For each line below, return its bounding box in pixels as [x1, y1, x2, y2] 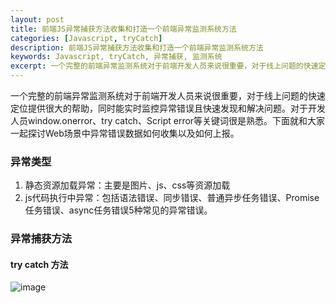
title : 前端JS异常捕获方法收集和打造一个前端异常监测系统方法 [10, 24, 237, 34]
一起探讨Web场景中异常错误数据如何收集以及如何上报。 [10, 127, 240, 139]
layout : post [10, 14, 65, 25]
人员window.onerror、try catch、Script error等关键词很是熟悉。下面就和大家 [10, 115, 326, 126]
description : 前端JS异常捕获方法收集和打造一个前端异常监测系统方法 [10, 42, 264, 53]
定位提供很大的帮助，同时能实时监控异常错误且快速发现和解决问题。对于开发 [10, 102, 326, 114]
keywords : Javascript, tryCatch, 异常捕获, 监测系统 [10, 52, 223, 62]
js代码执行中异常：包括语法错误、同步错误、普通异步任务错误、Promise [24, 192, 320, 204]
